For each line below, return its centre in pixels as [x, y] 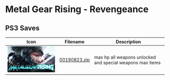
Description [128, 42]
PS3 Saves [22, 28]
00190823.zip [75, 60]
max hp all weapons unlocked [125, 57]
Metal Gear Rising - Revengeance [77, 9]
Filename [75, 42]
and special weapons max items [127, 62]
